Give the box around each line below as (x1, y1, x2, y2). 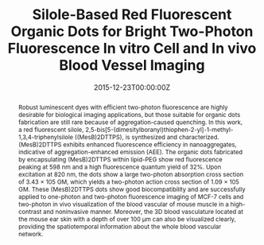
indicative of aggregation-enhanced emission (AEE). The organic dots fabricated (17, 147, 243, 156)
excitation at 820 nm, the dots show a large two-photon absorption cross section (17, 169, 244, 178)
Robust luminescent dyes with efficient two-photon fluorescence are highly (17, 103, 228, 111)
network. (17, 229, 44, 238)
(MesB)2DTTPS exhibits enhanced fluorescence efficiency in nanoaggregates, (17, 140, 237, 149)
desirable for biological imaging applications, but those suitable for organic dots (17, 110, 241, 119)
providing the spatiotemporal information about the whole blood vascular (17, 222, 222, 231)
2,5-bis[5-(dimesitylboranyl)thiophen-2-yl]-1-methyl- (85, 125, 234, 134)
